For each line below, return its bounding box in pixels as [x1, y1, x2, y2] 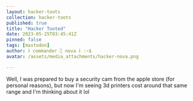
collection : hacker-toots [6, 14, 71, 20]
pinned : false [6, 37, 42, 43]
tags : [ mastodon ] [6, 43, 50, 49]
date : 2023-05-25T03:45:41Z [6, 31, 77, 37]
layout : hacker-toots [6, 8, 61, 15]
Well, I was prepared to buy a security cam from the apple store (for [6, 75, 175, 82]
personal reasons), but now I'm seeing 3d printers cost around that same [6, 82, 188, 89]
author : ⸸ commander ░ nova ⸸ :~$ [6, 48, 92, 54]
